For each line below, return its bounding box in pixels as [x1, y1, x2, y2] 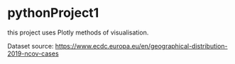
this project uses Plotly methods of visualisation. [7, 28, 149, 37]
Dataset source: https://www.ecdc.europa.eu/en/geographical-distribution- [7, 41, 228, 50]
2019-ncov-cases [7, 49, 59, 58]
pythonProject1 [7, 5, 99, 21]
